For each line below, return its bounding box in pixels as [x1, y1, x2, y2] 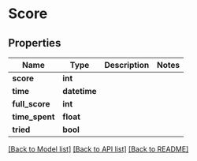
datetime [62, 86, 97, 96]
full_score [12, 99, 50, 109]
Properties [8, 36, 61, 50]
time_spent [12, 111, 55, 122]
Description [104, 60, 150, 70]
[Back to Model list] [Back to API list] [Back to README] [8, 144, 189, 154]
